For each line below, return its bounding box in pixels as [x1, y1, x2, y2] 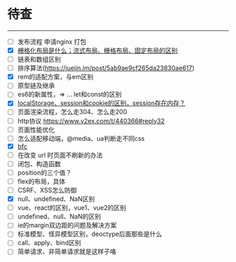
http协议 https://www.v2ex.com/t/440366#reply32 [17, 116, 165, 125]
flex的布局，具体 [17, 177, 65, 186]
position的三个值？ [17, 168, 72, 177]
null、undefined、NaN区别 [17, 195, 95, 203]
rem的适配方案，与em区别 [17, 73, 93, 81]
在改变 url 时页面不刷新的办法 [17, 151, 103, 159]
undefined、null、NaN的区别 [17, 212, 101, 221]
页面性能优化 [17, 125, 55, 134]
